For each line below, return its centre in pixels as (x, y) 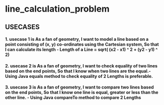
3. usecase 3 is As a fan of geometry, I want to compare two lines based (80, 87)
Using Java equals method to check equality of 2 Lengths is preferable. (79, 76)
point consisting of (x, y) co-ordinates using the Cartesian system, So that (82, 44)
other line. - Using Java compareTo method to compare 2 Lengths (73, 98)
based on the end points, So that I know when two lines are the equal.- (78, 71)
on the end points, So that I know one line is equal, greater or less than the (82, 92)
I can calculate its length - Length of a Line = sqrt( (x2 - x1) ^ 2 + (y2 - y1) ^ (82, 50)
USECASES (23, 27)
